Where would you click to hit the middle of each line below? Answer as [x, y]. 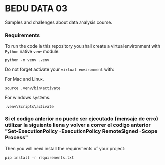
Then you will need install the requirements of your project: [65, 148]
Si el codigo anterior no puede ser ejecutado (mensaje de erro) [82, 119]
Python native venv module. [33, 51]
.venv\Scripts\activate [30, 107]
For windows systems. [28, 98]
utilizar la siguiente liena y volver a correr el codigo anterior [78, 125]
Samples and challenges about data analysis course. [59, 22]
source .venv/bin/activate [33, 88]
